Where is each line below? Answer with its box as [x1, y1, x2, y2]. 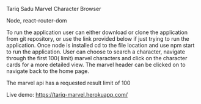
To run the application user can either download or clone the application [6, 29, 188, 36]
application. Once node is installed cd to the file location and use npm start [6, 42, 195, 49]
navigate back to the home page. [6, 68, 90, 75]
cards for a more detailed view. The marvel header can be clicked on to [6, 61, 186, 68]
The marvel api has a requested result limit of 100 [6, 79, 131, 86]
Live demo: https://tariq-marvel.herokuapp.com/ [6, 91, 128, 98]
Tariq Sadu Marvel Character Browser [6, 5, 101, 12]
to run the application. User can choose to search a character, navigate [6, 48, 185, 55]
